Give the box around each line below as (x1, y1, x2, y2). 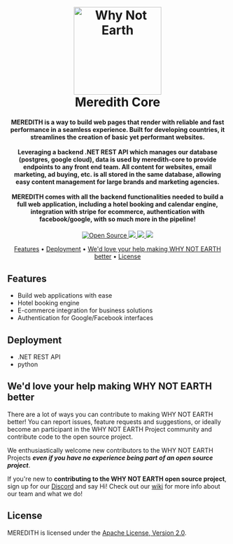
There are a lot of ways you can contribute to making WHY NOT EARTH (7, 410, 213, 418)
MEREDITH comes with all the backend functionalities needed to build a (11, 192, 224, 201)
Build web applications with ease (17, 291, 113, 300)
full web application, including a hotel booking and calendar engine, (17, 199, 218, 208)
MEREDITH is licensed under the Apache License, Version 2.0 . (7, 529, 187, 537)
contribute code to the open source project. (7, 432, 133, 441)
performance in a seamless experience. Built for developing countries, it (10, 125, 225, 133)
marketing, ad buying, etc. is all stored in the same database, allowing (13, 170, 222, 178)
